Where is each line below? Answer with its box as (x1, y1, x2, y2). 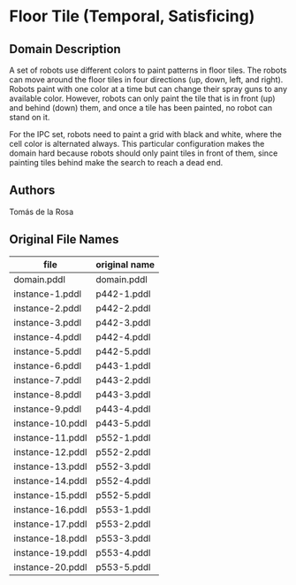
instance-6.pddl (13, 359, 82, 372)
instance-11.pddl (13, 431, 87, 443)
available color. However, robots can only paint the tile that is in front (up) (9, 93, 276, 104)
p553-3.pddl (95, 532, 151, 544)
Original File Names (9, 232, 119, 247)
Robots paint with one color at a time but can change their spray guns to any (9, 84, 288, 94)
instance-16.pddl (13, 503, 87, 515)
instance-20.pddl (13, 560, 87, 573)
